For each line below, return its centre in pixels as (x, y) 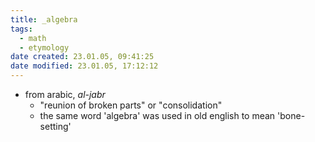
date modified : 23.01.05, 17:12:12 (84, 66)
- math (33, 38)
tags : (21, 29)
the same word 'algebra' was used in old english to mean (157, 115)
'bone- (291, 115)
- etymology (44, 47)
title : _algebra (44, 19)
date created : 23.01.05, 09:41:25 (82, 57)
